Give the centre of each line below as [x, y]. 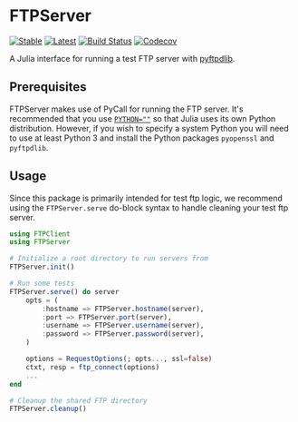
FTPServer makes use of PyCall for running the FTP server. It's [126, 109]
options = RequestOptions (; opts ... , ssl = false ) [119, 359]
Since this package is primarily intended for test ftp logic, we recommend [146, 198]
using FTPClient [40, 234]
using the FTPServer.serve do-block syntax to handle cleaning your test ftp [149, 207]
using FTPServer [40, 242]
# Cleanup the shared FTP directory [78, 400]
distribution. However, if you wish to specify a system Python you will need [149, 128]
